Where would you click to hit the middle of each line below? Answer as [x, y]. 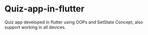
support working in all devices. [35, 27]
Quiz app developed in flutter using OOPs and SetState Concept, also [74, 22]
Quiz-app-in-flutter [44, 9]
